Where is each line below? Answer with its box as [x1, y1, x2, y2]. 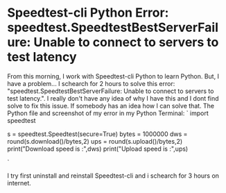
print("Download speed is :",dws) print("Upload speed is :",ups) [7, 144, 189, 153]
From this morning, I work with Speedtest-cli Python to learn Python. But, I [7, 72, 220, 81]
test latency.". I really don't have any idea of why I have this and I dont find [7, 94, 220, 102]
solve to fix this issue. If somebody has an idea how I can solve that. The [7, 101, 215, 110]
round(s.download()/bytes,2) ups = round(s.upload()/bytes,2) [7, 137, 183, 145]
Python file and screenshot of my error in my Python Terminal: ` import [7, 109, 209, 117]
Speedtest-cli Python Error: [7, 5, 169, 21]
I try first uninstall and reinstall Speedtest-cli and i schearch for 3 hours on [7, 171, 220, 180]
